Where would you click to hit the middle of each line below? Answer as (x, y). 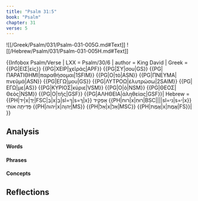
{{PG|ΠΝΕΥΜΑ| (158, 75)
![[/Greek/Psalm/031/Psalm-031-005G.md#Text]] (66, 45)
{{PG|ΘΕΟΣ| (161, 88)
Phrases (17, 160)
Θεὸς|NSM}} (22, 94)
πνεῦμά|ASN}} (24, 82)
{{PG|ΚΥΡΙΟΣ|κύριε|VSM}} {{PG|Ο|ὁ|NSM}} (92, 88)
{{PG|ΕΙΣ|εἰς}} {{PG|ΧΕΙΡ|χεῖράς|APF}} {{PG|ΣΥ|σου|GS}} (77, 69)
